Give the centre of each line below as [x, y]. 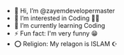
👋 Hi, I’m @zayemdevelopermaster [64, 11]
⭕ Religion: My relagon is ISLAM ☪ [66, 44]
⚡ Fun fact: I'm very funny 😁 [56, 33]
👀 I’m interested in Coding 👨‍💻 [57, 18]
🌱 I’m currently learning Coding [60, 25]
